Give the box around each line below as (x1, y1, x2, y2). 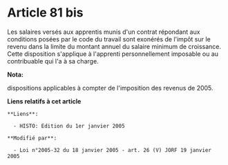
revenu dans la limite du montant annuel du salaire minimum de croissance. (7, 42, 222, 50)
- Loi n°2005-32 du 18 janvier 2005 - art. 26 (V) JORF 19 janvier (13, 146, 212, 153)
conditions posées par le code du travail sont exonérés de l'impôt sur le (7, 35, 211, 43)
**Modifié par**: (7, 135, 57, 142)
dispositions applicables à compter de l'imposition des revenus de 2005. (7, 84, 213, 92)
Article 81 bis (7, 5, 84, 21)
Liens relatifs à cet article (7, 97, 82, 105)
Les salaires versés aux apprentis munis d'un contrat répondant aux (7, 28, 200, 36)
